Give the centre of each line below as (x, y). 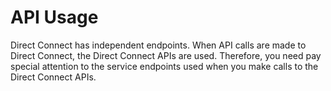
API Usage (54, 17)
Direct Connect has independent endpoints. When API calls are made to (158, 45)
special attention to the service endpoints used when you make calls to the (164, 66)
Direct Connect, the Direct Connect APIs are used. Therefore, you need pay (166, 55)
